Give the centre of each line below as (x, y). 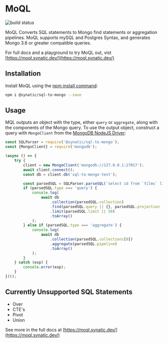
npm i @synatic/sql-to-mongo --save (43, 95)
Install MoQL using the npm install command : (52, 85)
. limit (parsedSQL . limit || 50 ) (82, 211)
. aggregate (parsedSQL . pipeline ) (83, 244)
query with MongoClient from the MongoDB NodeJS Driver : (66, 133)
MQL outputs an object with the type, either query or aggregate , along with (81, 122)
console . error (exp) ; (44, 267)
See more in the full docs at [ (35, 329)
